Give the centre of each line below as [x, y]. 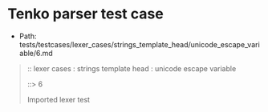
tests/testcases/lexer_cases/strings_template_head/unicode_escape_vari [139, 44]
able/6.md [36, 53]
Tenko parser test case [85, 14]
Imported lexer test [58, 99]
